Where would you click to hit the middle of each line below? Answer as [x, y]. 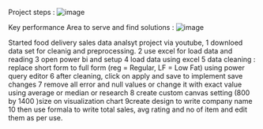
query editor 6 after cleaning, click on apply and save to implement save [126, 76]
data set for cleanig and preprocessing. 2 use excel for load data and [120, 51]
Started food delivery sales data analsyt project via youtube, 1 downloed [126, 42]
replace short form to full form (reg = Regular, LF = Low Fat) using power [126, 68]
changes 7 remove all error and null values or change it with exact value [125, 84]
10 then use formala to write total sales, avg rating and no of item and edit [128, 109]
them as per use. [36, 118]
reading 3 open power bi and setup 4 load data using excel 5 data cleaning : [132, 59]
